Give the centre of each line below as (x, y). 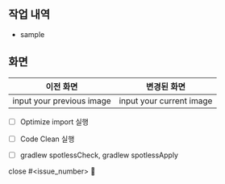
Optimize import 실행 (54, 121)
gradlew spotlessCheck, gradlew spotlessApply (99, 155)
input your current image (166, 101)
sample (32, 34)
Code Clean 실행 (47, 139)
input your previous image (62, 101)
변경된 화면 (166, 86)
